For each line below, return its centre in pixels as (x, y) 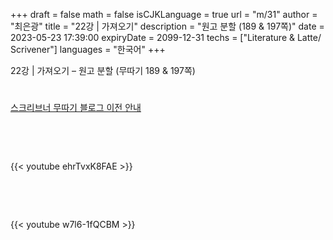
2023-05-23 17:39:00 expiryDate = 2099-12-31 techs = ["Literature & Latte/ (166, 37)
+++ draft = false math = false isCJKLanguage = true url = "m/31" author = (164, 14)
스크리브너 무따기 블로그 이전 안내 (76, 108)
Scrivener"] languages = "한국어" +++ (88, 49)
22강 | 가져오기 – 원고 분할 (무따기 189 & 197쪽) (103, 70)
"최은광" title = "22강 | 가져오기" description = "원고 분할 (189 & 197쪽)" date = (167, 26)
